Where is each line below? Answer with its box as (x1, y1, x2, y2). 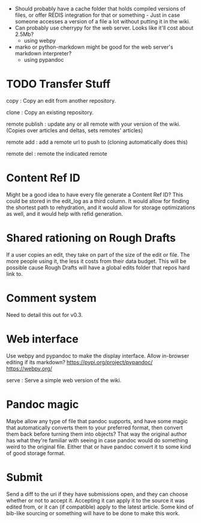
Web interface (6, 332, 79, 346)
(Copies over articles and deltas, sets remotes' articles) (6, 126, 143, 134)
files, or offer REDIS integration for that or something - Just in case (14, 11, 180, 19)
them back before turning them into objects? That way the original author (6, 430, 187, 438)
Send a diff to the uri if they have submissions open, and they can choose (6, 490, 188, 498)
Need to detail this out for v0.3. (6, 311, 83, 318)
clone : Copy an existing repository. (6, 108, 94, 116)
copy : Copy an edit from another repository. (6, 97, 116, 104)
